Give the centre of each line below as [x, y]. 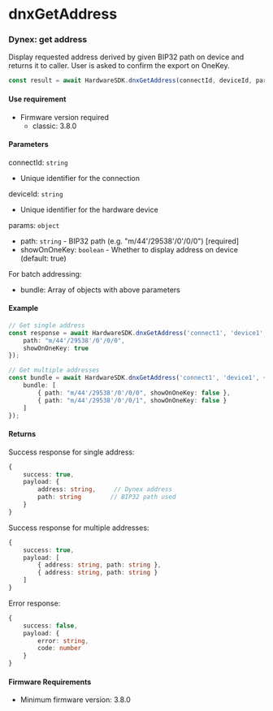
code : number [60, 649]
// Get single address [47, 325]
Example [24, 308]
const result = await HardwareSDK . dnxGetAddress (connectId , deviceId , [130, 81]
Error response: [35, 603]
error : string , [63, 641]
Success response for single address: [71, 452]
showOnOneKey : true [56, 348]
